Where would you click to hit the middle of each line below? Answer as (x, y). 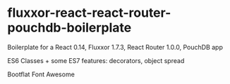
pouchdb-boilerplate (69, 28)
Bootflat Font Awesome (41, 74)
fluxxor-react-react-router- (89, 13)
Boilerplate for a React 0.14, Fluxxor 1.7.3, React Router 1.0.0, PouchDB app (115, 47)
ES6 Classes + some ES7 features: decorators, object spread (96, 60)
